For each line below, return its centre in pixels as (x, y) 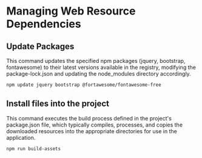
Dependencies (44, 24)
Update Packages (40, 46)
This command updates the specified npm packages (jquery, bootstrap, (96, 61)
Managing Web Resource (71, 11)
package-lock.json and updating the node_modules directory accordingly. (99, 74)
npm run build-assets (34, 149)
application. (21, 137)
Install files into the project (58, 104)
